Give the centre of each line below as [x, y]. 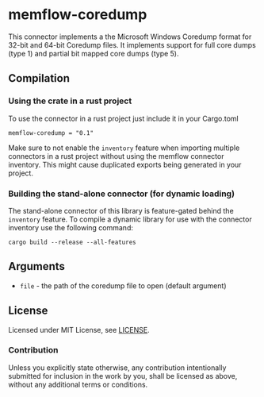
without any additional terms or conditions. [78, 384]
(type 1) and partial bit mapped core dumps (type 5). [94, 53]
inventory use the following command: [71, 227]
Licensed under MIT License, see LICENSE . [79, 330]
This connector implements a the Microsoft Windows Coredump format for [130, 37]
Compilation [39, 78]
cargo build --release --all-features [72, 242]
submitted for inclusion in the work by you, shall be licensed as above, [123, 376]
